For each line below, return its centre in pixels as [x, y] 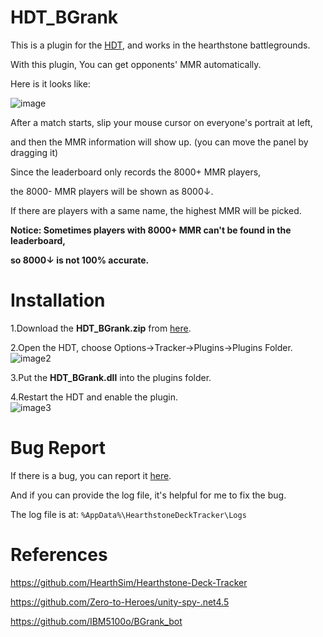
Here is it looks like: [50, 83]
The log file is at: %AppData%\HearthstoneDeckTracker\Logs [128, 514]
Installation [58, 300]
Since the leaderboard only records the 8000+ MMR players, [136, 172]
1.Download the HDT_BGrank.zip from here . [101, 328]
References [59, 555]
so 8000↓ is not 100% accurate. [80, 260]
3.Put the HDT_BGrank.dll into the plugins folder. [111, 377]
